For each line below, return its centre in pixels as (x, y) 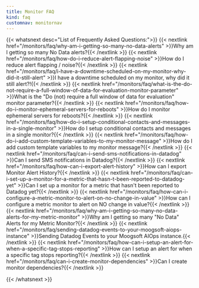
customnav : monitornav (34, 23)
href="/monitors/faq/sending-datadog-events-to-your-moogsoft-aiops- (94, 230)
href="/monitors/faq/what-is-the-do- (147, 84)
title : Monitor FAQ (30, 12)
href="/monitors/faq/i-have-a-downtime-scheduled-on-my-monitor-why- (96, 72)
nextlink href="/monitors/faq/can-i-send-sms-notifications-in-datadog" (94, 154)
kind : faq (18, 17)
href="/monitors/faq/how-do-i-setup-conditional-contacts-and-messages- (98, 122)
